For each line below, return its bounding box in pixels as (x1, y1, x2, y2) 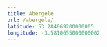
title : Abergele (7, 10, 54, 17)
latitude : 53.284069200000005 (7, 23, 95, 30)
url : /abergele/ (7, 17, 54, 23)
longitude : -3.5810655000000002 (7, 29, 100, 37)
